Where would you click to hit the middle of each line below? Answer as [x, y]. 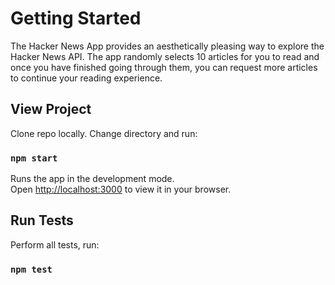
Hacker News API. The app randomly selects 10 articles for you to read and [165, 56]
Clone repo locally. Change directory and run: [104, 133]
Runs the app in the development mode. [92, 179]
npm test [31, 269]
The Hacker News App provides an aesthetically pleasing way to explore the [167, 46]
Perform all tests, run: [55, 244]
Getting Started [76, 18]
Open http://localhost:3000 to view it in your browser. [121, 189]
